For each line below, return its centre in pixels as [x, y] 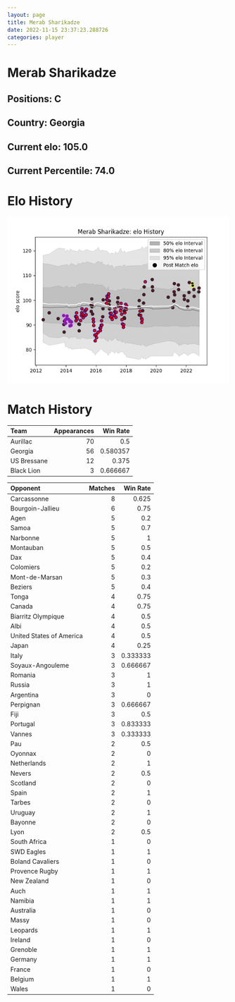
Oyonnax [23, 754]
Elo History [40, 201]
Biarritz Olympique [37, 616]
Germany [24, 960]
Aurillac [21, 441]
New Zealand [30, 881]
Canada [21, 606]
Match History [50, 410]
